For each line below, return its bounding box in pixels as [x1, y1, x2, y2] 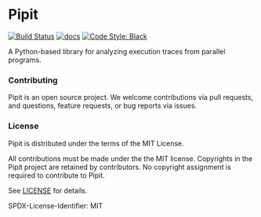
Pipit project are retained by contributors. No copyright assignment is [8, 162, 231, 171]
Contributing [8, 75, 58, 86]
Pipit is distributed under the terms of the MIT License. [8, 138, 184, 148]
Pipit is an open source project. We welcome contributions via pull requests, [8, 93, 253, 102]
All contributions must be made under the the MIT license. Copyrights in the [8, 153, 253, 163]
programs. [8, 55, 42, 64]
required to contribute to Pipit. [8, 171, 106, 180]
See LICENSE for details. [8, 186, 88, 195]
